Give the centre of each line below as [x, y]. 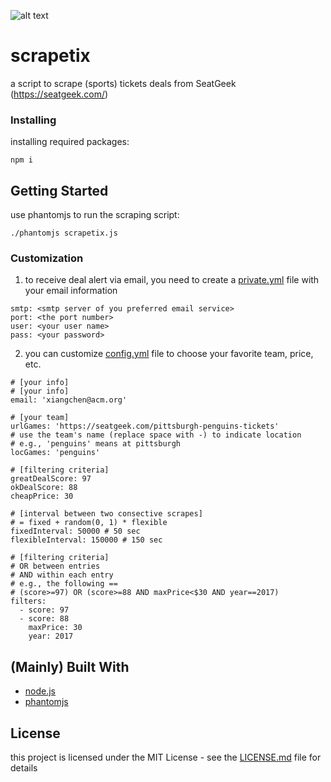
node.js [40, 691]
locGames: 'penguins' [55, 453]
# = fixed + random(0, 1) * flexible [89, 523]
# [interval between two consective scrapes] [106, 514]
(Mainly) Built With [70, 666]
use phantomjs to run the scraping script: [95, 215]
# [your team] [40, 418]
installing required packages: [70, 142]
